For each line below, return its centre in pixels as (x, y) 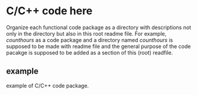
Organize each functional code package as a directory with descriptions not (98, 27)
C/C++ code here (49, 11)
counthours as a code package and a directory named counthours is (90, 40)
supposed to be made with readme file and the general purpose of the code (98, 46)
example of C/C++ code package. (48, 85)
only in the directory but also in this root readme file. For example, (86, 33)
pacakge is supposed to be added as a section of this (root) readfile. (90, 52)
